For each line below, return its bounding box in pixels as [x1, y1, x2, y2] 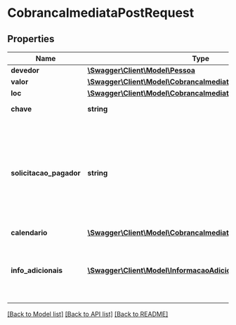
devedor [11, 65, 40, 75]
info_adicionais [11, 265, 63, 275]
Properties [7, 33, 55, 45]
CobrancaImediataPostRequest [7, 5, 195, 21]
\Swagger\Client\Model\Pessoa [87, 65, 195, 75]
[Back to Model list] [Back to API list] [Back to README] [7, 310, 169, 318]
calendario [11, 228, 48, 237]
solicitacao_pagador [11, 168, 81, 178]
